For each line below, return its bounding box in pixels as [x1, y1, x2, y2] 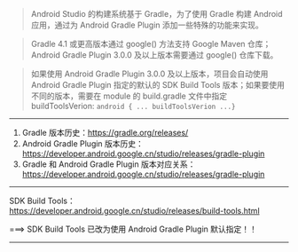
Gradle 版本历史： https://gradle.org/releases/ [21, 128, 189, 138]
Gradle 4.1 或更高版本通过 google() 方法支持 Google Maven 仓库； [30, 39, 271, 49]
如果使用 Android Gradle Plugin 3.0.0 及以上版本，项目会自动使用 [30, 68, 269, 79]
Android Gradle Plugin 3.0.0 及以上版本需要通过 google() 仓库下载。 [30, 50, 278, 60]
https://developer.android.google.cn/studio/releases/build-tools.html [9, 206, 260, 216]
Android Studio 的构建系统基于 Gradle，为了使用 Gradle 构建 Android [30, 9, 283, 19]
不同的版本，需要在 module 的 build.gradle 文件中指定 [30, 91, 228, 101]
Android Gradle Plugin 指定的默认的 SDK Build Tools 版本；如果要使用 [30, 80, 286, 90]
